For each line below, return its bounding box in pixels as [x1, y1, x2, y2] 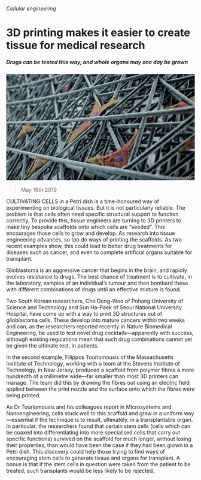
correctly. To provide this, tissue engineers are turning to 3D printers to [6, 217, 181, 224]
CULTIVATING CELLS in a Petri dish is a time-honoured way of [6, 198, 160, 205]
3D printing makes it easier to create [6, 26, 190, 39]
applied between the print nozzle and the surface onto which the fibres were [6, 385, 195, 393]
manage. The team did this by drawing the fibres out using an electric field [6, 379, 190, 387]
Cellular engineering [6, 5, 56, 12]
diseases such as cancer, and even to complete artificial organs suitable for [6, 249, 193, 256]
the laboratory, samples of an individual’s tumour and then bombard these [6, 279, 188, 287]
